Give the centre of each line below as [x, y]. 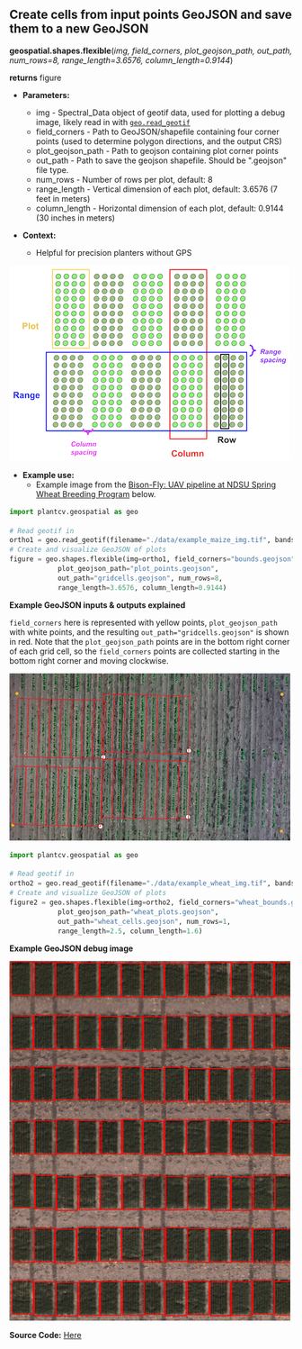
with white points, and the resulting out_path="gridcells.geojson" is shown [149, 632]
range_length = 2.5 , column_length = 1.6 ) [130, 931]
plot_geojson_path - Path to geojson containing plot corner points [157, 150]
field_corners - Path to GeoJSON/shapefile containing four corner [158, 131]
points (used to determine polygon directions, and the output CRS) [159, 141]
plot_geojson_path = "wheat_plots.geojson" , [138, 912]
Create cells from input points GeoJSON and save [151, 15]
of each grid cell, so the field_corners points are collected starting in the [145, 651]
